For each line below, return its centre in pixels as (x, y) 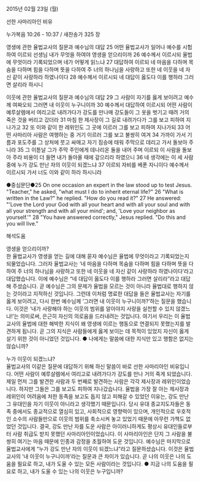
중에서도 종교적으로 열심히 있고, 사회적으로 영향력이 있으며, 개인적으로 (93, 411)
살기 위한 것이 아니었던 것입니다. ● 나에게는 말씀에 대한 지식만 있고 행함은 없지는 (100, 339)
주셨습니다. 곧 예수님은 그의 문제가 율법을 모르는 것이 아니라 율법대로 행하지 (100, 286)
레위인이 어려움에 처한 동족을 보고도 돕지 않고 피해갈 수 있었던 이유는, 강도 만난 (98, 396)
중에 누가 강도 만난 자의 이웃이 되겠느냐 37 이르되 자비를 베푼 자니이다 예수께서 (98, 165)
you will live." (22, 223)
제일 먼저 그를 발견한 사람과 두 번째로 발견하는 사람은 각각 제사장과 (83, 381)
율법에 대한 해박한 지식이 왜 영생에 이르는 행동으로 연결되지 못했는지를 (103, 324)
